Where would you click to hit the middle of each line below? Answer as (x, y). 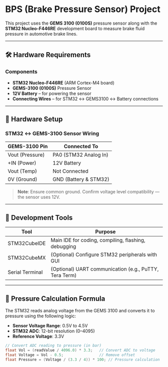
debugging (63, 247)
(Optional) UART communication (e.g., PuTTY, (105, 269)
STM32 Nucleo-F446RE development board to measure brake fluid (75, 28)
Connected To (81, 147)
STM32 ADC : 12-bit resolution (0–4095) (53, 331)
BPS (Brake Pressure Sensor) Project (83, 9)
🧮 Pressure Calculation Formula (55, 298)
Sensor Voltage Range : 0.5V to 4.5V (50, 325)
